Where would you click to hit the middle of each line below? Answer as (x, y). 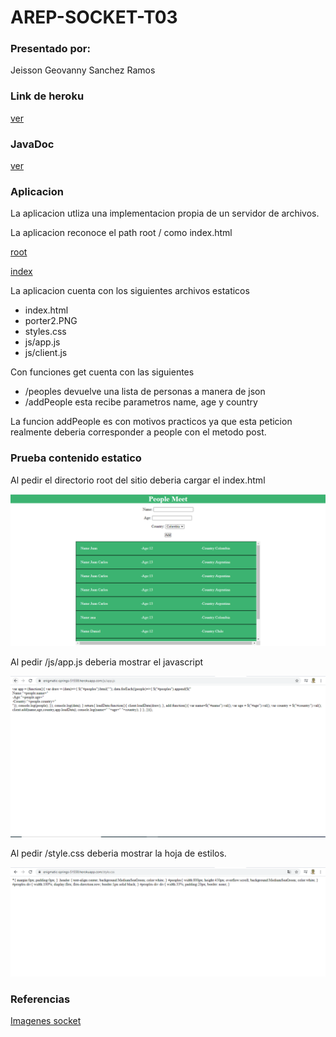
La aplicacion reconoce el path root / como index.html (121, 233)
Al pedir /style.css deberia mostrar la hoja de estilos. (118, 853)
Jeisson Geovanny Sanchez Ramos (83, 70)
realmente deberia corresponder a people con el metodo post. (138, 432)
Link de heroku (47, 96)
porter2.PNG (51, 321)
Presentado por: (50, 49)
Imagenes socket (46, 1021)
